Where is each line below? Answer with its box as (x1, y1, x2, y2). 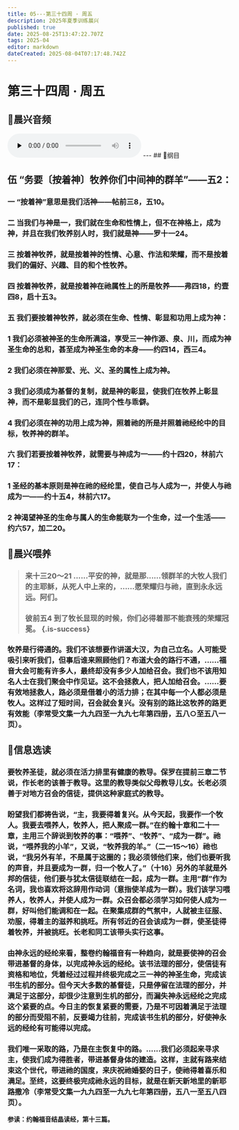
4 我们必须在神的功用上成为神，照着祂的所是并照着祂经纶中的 (7, 418, 219, 428)
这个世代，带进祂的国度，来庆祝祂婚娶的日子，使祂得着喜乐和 (14, 1065, 227, 1075)
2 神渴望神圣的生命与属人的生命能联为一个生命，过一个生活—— (7, 513, 226, 523)
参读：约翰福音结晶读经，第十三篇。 (7, 1114, 114, 1124)
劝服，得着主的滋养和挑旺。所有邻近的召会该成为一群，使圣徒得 (7, 916, 227, 926)
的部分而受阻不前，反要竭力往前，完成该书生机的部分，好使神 (7, 1012, 220, 1022)
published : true (7, 24, 56, 31)
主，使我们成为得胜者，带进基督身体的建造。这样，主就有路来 (7, 1054, 220, 1064)
